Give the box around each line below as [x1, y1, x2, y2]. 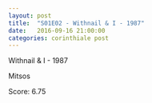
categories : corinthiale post [8, 34, 110, 42]
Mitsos [8, 71, 30, 81]
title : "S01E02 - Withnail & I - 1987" [8, 19, 146, 27]
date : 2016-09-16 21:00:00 [8, 26, 106, 34]
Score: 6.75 [8, 87, 46, 97]
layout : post [8, 11, 52, 20]
